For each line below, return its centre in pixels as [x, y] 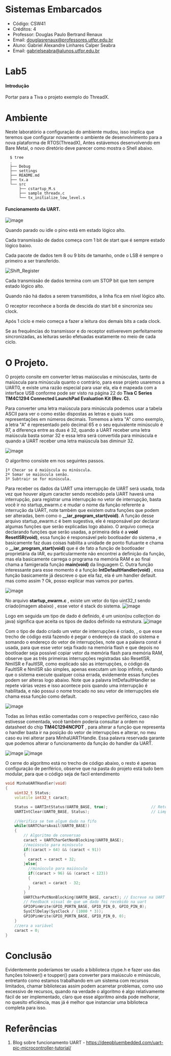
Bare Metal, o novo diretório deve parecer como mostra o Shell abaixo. [79, 148]
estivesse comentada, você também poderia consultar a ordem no [75, 722]
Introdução [17, 86]
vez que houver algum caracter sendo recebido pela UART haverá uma [80, 494]
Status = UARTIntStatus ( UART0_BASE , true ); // [85, 807]
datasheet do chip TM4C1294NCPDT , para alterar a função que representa [85, 727]
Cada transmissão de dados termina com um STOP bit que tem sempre [80, 281]
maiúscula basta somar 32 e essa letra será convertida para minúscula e [81, 436]
